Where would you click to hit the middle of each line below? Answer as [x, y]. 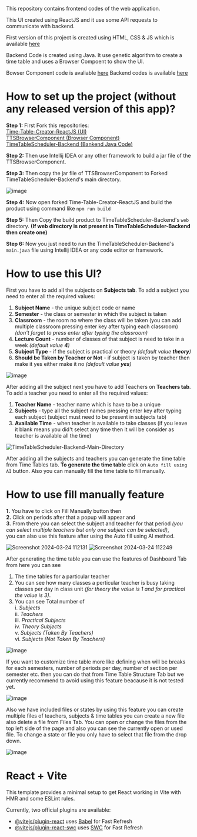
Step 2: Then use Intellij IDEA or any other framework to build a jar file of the [98, 155]
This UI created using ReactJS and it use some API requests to [82, 20]
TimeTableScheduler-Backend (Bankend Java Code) [70, 144]
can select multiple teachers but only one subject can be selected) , [88, 529]
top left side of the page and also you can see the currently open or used [95, 728]
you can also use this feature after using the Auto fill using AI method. [91, 536]
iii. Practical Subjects [40, 620]
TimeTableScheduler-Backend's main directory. [64, 179]
